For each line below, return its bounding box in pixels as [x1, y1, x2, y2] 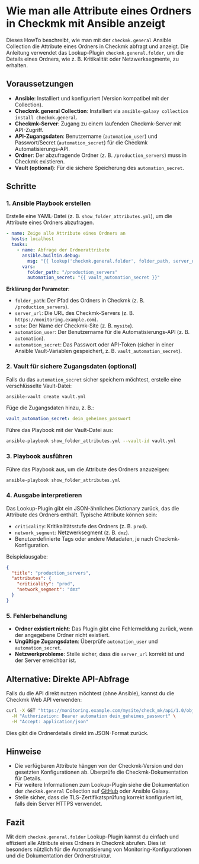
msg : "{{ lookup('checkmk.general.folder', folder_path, [27, 258, 171, 264]
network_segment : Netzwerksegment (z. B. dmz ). [14, 529, 130, 536]
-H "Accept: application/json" [11, 718, 89, 724]
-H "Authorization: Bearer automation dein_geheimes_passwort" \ [11, 713, 176, 719]
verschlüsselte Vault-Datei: [6, 382, 72, 389]
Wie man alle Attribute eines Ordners [6, 4, 192, 18]
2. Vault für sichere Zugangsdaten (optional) [6, 362, 137, 371]
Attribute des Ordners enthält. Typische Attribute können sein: [6, 511, 158, 518]
